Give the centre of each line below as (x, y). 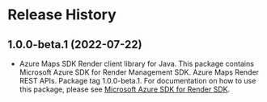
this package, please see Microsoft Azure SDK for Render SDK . (125, 89)
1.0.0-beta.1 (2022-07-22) (75, 45)
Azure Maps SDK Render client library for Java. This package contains (136, 63)
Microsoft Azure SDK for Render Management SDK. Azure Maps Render (139, 72)
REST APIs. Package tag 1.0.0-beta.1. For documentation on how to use (138, 81)
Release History (62, 15)
